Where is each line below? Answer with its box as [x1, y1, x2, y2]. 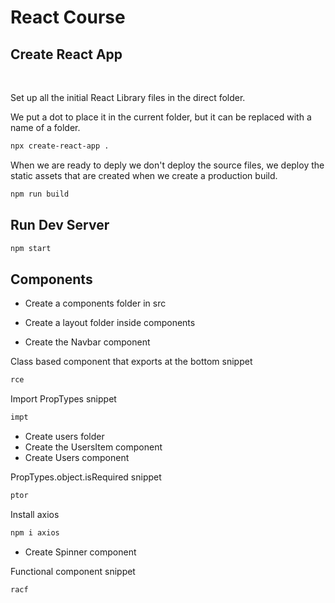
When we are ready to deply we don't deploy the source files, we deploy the [10, 159, 325, 171]
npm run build [10, 189, 70, 199]
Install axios [10, 508, 60, 520]
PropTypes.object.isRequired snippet [10, 471, 162, 483]
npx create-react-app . [10, 141, 110, 151]
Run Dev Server [10, 217, 110, 234]
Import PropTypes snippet [10, 393, 117, 405]
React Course [10, 6, 126, 29]
